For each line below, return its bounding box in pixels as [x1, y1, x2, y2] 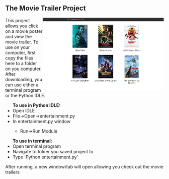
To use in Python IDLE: [12, 102, 61, 108]
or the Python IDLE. [5, 92, 46, 98]
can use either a [5, 82, 39, 88]
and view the [5, 33, 32, 39]
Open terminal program [12, 143, 61, 149]
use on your [5, 44, 30, 50]
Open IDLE [12, 107, 35, 113]
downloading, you [5, 76, 43, 82]
